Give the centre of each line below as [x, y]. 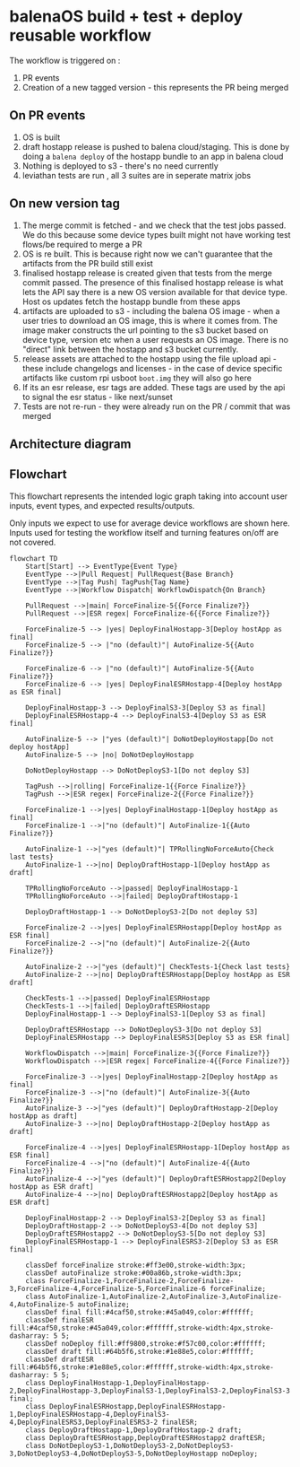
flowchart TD [34, 558]
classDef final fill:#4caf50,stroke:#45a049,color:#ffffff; [140, 1312]
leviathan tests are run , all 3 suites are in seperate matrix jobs [137, 175]
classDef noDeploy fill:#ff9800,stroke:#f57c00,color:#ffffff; [146, 1343]
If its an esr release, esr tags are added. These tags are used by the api [154, 387]
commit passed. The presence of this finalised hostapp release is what [153, 282]
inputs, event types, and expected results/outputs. [102, 505]
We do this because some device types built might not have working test [156, 234]
